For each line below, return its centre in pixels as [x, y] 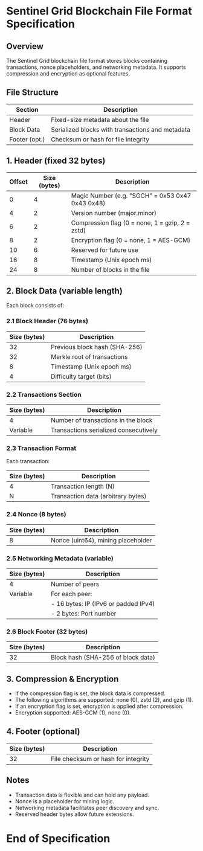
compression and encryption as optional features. [68, 73]
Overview [25, 46]
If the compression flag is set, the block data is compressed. [90, 693]
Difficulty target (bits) [81, 376]
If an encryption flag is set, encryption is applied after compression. [99, 706]
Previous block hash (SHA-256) [97, 347]
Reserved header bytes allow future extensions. [74, 814]
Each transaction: [28, 461]
